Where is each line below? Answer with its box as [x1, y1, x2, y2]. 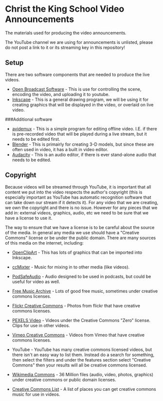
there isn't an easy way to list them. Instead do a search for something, [12, 352, 155, 358]
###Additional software [5, 116, 53, 122]
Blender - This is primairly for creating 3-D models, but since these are [12, 141, 154, 147]
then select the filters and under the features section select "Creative [12, 357, 151, 363]
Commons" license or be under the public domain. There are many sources [5, 235, 156, 241]
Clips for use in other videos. [12, 323, 70, 328]
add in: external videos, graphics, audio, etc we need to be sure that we [5, 210, 149, 215]
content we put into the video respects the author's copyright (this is [5, 189, 143, 195]
